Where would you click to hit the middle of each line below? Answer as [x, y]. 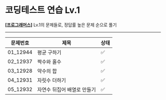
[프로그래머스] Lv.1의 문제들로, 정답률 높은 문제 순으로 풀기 [61, 25]
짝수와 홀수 [49, 61]
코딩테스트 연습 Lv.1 [43, 10]
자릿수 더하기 [51, 80]
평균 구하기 [49, 52]
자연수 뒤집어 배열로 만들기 [66, 90]
